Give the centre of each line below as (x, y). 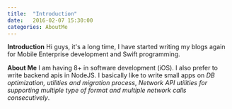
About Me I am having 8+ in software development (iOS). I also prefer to (112, 68)
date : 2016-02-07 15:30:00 (50, 20)
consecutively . (29, 98)
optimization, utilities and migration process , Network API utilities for (107, 83)
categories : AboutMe (38, 27)
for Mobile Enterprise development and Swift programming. (94, 54)
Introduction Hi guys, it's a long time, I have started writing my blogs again (116, 47)
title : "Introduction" (42, 14)
